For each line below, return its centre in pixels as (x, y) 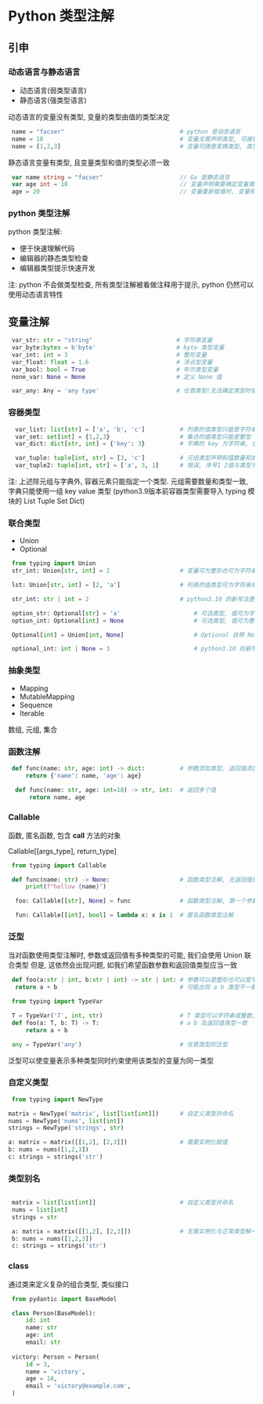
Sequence (36, 705)
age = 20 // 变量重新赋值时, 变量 (131, 192)
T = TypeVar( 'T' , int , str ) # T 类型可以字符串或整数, (133, 1016)
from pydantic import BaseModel (64, 1299)
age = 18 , (41, 1379)
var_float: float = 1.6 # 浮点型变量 (112, 362)
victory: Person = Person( (56, 1357)
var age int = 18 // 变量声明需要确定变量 (130, 184)
